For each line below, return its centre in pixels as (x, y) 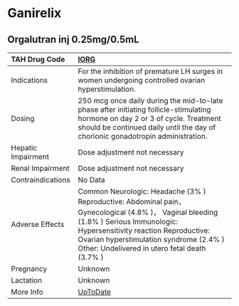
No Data (91, 180)
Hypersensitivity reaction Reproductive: (144, 231)
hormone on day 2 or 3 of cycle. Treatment (150, 118)
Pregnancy (29, 269)
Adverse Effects (38, 224)
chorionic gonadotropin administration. (143, 136)
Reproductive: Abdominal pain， (132, 202)
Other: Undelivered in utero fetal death (142, 248)
